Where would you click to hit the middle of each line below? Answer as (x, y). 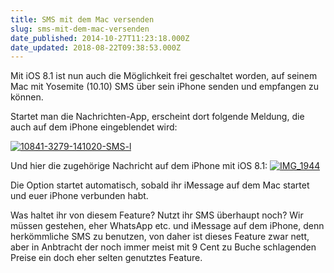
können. (27, 97)
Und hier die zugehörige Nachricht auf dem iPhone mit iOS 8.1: (139, 166)
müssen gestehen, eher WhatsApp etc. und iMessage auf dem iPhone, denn (167, 226)
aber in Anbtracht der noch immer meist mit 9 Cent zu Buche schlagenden (163, 247)
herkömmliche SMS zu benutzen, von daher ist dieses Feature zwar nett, (160, 237)
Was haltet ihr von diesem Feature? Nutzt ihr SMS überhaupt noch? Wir (157, 215)
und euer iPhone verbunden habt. (79, 196)
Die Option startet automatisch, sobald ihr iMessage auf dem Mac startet (160, 185)
